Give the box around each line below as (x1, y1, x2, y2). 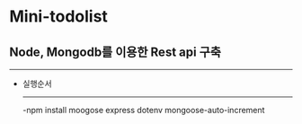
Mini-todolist (9, 6, 108, 27)
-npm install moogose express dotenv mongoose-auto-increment (22, 105, 265, 115)
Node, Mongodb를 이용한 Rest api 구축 (9, 44, 222, 59)
